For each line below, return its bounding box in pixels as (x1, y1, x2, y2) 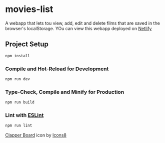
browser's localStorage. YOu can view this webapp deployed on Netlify (5, 25, 152, 31)
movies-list (5, 4, 53, 15)
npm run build (5, 100, 35, 105)
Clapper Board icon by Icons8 (5, 132, 66, 138)
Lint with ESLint (5, 111, 44, 118)
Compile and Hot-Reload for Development (5, 65, 109, 72)
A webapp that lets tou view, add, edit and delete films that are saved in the (5, 20, 160, 26)
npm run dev (5, 76, 30, 81)
